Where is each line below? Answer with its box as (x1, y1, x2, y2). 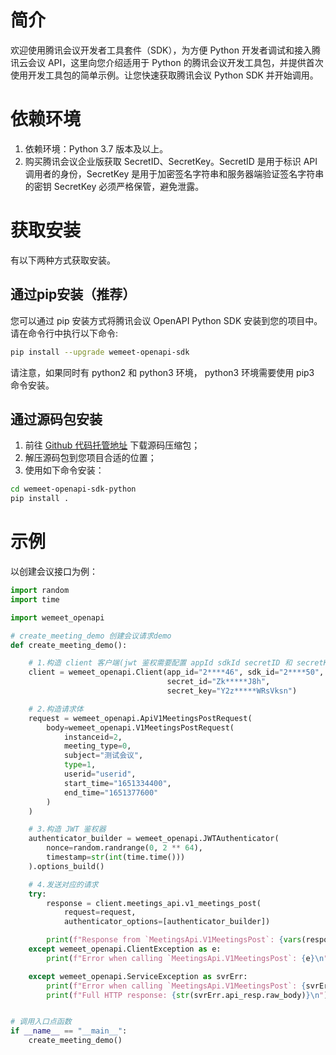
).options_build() (28, 861, 105, 871)
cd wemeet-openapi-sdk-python (10, 484, 137, 495)
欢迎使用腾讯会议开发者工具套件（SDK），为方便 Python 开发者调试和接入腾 (10, 44, 321, 56)
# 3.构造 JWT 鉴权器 (28, 824, 107, 835)
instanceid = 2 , (63, 732, 123, 742)
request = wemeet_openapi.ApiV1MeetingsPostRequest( (28, 713, 253, 723)
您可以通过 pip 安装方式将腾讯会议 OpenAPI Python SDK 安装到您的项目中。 (10, 314, 323, 326)
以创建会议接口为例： (10, 566, 98, 577)
